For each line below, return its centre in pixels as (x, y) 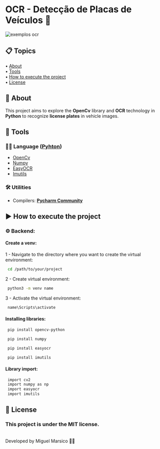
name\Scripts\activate (32, 307)
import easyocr (23, 389)
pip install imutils (29, 357)
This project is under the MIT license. (52, 425)
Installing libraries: (25, 319)
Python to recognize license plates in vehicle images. (62, 116)
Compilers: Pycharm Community (48, 201)
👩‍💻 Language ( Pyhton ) (34, 146)
